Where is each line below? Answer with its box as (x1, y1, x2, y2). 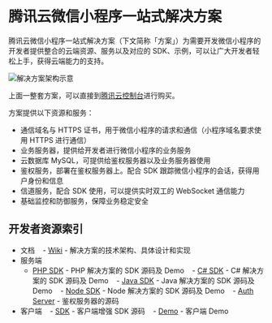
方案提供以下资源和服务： (8, 107, 94, 118)
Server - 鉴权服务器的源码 (32, 295, 119, 305)
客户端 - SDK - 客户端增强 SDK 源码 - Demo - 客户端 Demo (19, 306, 229, 316)
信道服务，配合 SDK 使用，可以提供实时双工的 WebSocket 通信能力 (19, 186, 245, 196)
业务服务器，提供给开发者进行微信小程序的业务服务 (19, 145, 192, 155)
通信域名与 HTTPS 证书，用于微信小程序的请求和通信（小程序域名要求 (19, 125, 255, 135)
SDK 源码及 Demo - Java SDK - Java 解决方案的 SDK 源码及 (48, 275, 255, 285)
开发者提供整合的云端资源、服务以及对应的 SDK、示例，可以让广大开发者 (8, 45, 253, 55)
